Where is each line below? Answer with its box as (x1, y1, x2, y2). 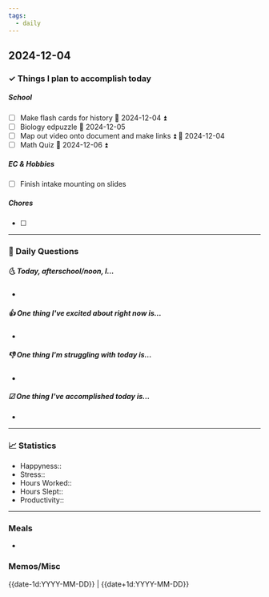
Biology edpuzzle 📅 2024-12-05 (19, 122, 126, 131)
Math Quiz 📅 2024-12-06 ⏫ (19, 139, 108, 149)
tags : (8, 11, 26, 20)
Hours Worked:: (19, 478, 72, 488)
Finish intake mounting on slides (19, 180, 126, 188)
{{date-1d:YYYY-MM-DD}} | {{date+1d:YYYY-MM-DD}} (8, 579, 190, 589)
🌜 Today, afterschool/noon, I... (8, 266, 114, 276)
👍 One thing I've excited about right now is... (8, 308, 162, 317)
